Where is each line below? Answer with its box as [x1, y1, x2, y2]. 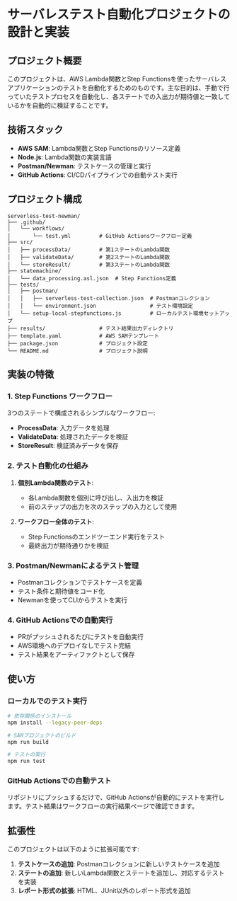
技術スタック [7, 124, 64, 136]
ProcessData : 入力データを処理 [17, 424, 110, 432]
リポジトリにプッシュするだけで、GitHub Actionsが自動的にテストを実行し [7, 793, 225, 802]
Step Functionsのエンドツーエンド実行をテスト [28, 532, 166, 541]
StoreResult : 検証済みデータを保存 [17, 442, 119, 450]
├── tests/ [7, 281, 40, 288]
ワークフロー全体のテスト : [17, 517, 94, 526]
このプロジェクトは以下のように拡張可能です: [7, 845, 140, 854]
